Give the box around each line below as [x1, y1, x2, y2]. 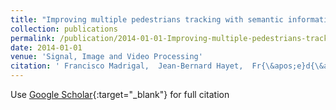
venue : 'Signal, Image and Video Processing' [10, 52, 203, 62]
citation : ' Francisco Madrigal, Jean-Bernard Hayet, [10, 61, 244, 71]
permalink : [10, 33, 56, 43]
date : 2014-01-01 [10, 42, 83, 53]
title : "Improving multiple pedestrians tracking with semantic [10, 14, 284, 25]
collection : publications [10, 24, 118, 34]
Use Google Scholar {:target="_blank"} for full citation [10, 89, 230, 100]
